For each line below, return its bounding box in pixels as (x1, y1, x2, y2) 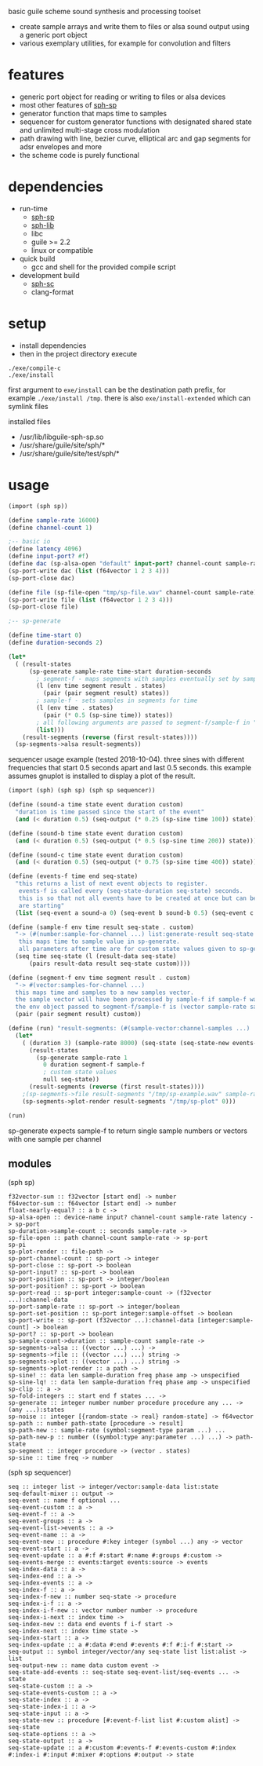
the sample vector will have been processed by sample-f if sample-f (15, 996, 247, 1004)
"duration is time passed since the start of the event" (15, 808, 205, 816)
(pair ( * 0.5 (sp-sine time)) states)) (42, 711, 174, 719)
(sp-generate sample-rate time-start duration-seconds (28, 667, 212, 675)
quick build (19, 254, 56, 263)
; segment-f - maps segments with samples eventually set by (36, 675, 240, 682)
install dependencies (19, 341, 87, 350)
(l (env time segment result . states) (36, 682, 167, 690)
